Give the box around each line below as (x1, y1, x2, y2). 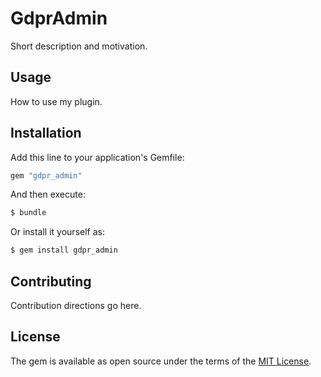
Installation (10, 125, 82, 142)
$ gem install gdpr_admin (10, 245, 118, 256)
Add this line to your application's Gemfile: (10, 151, 185, 163)
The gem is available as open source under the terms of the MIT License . (10, 355, 312, 367)
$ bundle (10, 208, 47, 218)
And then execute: (10, 188, 86, 201)
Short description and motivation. (10, 40, 148, 52)
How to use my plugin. (10, 95, 103, 107)
